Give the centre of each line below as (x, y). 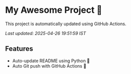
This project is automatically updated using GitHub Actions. (66, 24)
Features (19, 49)
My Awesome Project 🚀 (54, 10)
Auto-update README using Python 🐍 (51, 61)
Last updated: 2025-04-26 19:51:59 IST (46, 33)
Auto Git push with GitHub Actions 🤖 (49, 66)
